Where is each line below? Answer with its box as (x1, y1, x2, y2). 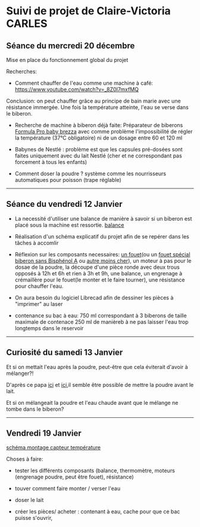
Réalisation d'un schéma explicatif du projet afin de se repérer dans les (14, 232, 189, 240)
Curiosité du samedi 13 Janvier (6, 348, 123, 358)
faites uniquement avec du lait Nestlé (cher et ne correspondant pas (14, 152, 183, 159)
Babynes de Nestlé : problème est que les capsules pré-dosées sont (14, 146, 183, 153)
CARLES (6, 17, 48, 30)
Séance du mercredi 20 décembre (6, 41, 135, 51)
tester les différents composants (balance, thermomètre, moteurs (14, 467, 176, 475)
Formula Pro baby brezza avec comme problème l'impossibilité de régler (14, 128, 193, 135)
